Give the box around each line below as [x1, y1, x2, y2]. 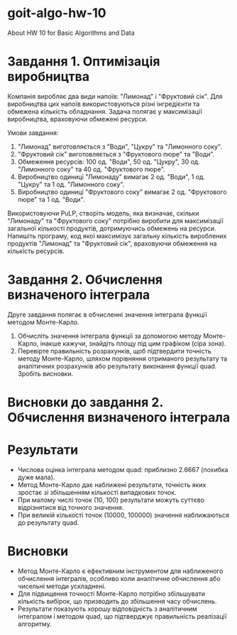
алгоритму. [17, 619, 52, 628]
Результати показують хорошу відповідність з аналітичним [17, 604, 197, 613]
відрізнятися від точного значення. [17, 503, 124, 511]
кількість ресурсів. [7, 247, 65, 255]
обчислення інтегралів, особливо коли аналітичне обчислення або [17, 574, 221, 582]
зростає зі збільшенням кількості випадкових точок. [17, 488, 177, 496]
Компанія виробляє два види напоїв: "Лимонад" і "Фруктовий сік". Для [7, 92, 223, 100]
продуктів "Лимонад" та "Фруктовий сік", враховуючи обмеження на [7, 239, 217, 247]
